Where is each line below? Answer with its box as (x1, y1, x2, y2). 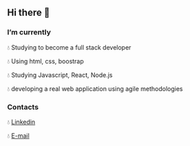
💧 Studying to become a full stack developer (7, 43, 131, 52)
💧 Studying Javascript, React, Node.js (7, 70, 113, 79)
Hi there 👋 (7, 7, 50, 19)
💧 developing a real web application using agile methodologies (7, 84, 184, 93)
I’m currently (7, 28, 52, 37)
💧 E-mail (7, 132, 30, 140)
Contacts (7, 102, 39, 112)
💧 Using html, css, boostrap (7, 56, 84, 65)
